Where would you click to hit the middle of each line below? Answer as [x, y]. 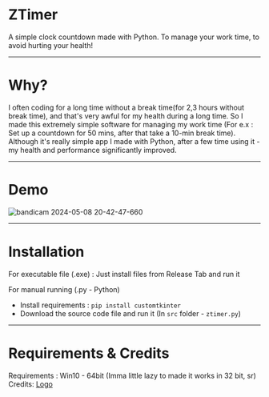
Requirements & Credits [89, 353]
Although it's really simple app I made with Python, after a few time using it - [134, 141]
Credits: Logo [31, 384]
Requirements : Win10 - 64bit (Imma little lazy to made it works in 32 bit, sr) [132, 375]
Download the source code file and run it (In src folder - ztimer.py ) [130, 313]
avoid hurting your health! [51, 45]
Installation [46, 252]
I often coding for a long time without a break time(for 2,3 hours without [126, 107]
